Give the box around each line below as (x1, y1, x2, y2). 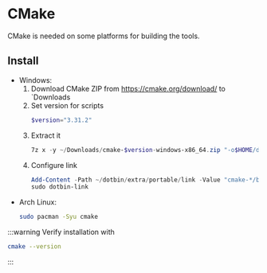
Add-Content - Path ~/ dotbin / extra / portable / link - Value (30, 176, 221, 184)
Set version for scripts (30, 100, 104, 110)
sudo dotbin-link (30, 183, 89, 191)
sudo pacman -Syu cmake (18, 213, 99, 221)
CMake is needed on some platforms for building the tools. (7, 31, 200, 41)
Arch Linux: (18, 197, 57, 207)
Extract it (30, 131, 61, 140)
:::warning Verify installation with (7, 228, 115, 237)
